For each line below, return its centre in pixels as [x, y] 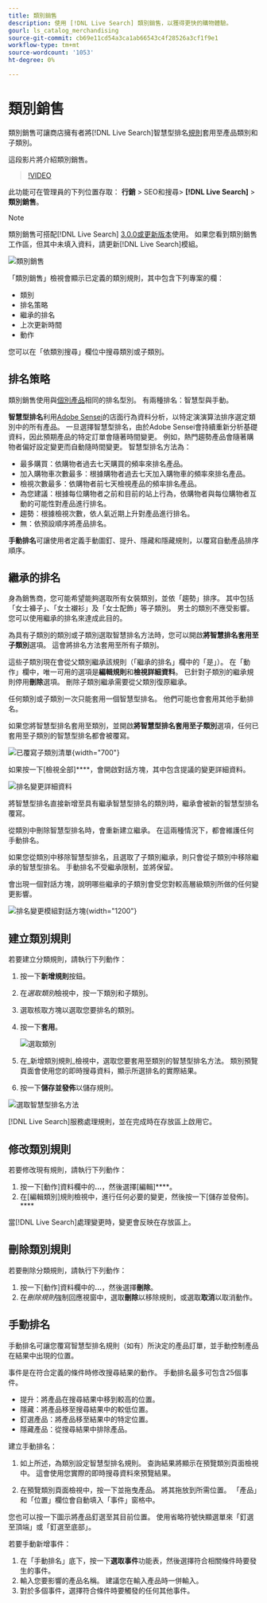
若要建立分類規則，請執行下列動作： [68, 959]
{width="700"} [96, 753]
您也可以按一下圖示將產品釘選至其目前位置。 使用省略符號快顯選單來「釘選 [131, 1517]
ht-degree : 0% [32, 61]
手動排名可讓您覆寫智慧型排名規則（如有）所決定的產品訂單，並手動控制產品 [133, 1345]
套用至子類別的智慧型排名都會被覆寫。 [71, 736]
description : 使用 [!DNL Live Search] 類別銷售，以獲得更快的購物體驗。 [120, 23]
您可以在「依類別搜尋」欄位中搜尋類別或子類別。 [88, 351]
